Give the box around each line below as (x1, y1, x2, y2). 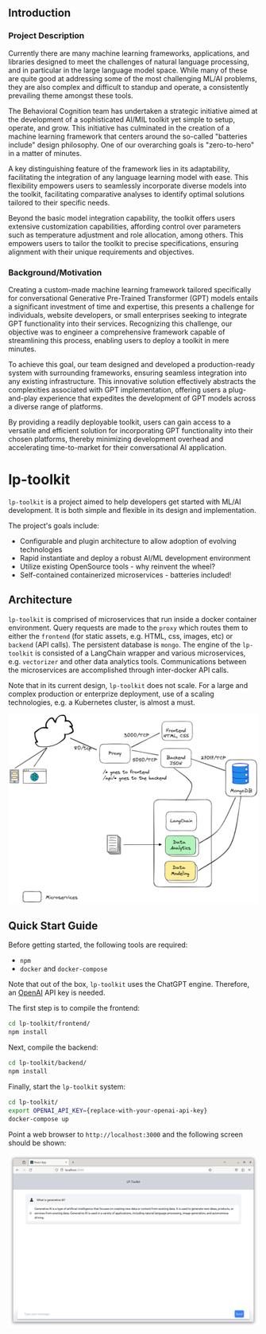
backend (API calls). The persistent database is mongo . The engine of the (8, 640, 241, 649)
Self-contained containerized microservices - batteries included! (19, 569, 232, 580)
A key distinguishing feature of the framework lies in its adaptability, (8, 163, 230, 174)
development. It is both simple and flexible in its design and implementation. (8, 505, 256, 514)
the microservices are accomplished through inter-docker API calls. (8, 665, 229, 675)
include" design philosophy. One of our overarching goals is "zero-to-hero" (8, 139, 255, 150)
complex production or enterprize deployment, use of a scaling (8, 689, 214, 698)
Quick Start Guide (8, 919, 98, 933)
